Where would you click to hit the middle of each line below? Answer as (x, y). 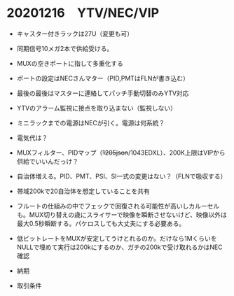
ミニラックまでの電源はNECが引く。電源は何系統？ (91, 122)
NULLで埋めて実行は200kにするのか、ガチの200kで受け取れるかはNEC (119, 247)
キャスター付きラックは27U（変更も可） (75, 34)
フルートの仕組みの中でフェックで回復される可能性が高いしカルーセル (118, 206)
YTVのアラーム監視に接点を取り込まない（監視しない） (96, 108)
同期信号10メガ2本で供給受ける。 (65, 48)
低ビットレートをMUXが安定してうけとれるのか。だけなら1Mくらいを (117, 238)
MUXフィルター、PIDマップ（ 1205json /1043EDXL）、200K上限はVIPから (121, 153)
